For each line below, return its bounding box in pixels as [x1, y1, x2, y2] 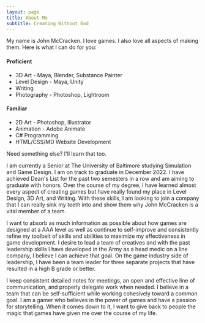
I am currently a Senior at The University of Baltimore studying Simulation [6, 162, 192, 169]
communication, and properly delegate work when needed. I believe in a [6, 283, 188, 291]
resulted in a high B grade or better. [6, 265, 96, 272]
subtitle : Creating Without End [6, 20, 89, 26]
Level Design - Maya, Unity [15, 78, 84, 85]
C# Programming [15, 131, 59, 139]
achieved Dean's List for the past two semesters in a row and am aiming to [6, 175, 195, 182]
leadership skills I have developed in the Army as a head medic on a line [6, 245, 188, 253]
